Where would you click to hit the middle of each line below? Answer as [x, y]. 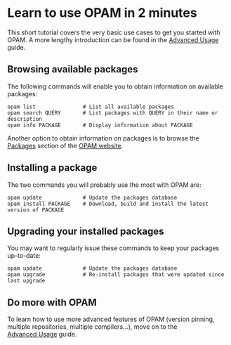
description [25, 119]
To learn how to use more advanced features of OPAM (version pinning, [111, 319]
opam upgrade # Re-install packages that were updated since [116, 275]
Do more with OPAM [52, 302]
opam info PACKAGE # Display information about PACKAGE [100, 125]
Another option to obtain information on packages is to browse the [103, 138]
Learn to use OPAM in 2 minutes [103, 13]
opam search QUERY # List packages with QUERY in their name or [113, 113]
